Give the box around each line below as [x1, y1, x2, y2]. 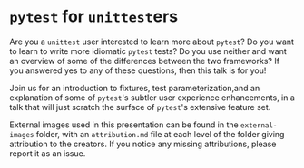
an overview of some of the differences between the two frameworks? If [9, 55, 279, 66]
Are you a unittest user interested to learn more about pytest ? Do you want [9, 36, 295, 47]
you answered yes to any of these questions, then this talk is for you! [9, 65, 267, 76]
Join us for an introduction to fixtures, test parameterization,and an [9, 82, 260, 93]
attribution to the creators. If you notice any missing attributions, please [9, 138, 277, 149]
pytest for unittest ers [9, 6, 179, 27]
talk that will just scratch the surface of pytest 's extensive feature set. [9, 101, 271, 112]
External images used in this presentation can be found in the [9, 119, 239, 130]
